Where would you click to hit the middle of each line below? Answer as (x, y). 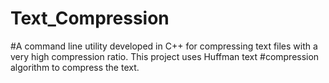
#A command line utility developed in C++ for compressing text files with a (164, 46)
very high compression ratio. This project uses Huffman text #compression (165, 56)
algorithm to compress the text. (75, 67)
